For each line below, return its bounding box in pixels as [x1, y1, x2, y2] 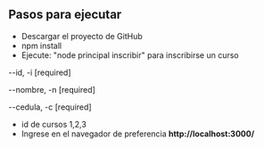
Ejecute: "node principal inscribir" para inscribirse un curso [21, 49, 239, 61]
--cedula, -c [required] [8, 102, 92, 112]
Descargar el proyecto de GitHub [21, 30, 144, 41]
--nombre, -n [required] [8, 84, 95, 95]
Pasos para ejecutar [8, 7, 122, 22]
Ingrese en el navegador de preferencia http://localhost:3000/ [21, 128, 255, 139]
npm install [21, 40, 62, 51]
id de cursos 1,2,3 [21, 119, 87, 129]
